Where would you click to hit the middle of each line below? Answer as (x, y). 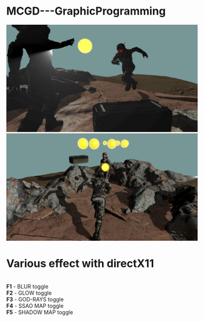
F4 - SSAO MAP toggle (35, 306)
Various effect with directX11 (80, 263)
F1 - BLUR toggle (27, 287)
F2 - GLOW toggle (29, 293)
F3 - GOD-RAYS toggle (35, 300)
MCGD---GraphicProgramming (86, 11)
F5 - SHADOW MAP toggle (40, 312)
